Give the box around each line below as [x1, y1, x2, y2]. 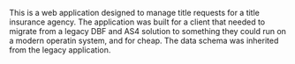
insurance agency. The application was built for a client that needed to [9, 17, 266, 27]
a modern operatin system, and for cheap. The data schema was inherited [9, 35, 279, 46]
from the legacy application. [9, 45, 111, 55]
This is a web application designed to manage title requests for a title [9, 8, 261, 18]
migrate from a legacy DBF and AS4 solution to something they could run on [9, 26, 287, 36]
